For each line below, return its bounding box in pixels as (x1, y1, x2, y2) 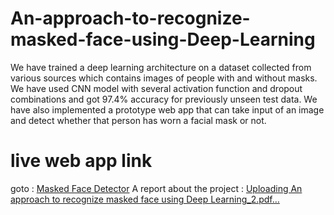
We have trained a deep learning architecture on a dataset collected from (10, 61, 312, 73)
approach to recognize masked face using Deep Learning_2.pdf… (10, 193, 280, 205)
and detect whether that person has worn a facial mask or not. (10, 114, 267, 126)
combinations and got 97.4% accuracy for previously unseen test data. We (10, 93, 318, 105)
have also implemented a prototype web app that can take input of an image (10, 103, 325, 116)
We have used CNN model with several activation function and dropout (10, 82, 303, 94)
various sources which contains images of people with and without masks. (10, 72, 318, 84)
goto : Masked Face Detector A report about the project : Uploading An (10, 182, 303, 194)
